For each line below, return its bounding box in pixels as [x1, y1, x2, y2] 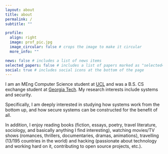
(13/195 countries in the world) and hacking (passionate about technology [5, 138, 157, 144]
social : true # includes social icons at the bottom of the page [5, 67, 144, 73]
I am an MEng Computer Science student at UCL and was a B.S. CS [5, 81, 144, 87]
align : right [9, 35, 37, 40]
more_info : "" [9, 49, 39, 54]
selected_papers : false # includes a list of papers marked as [5, 63, 140, 68]
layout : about [5, 7, 35, 13]
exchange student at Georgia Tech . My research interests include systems [5, 86, 158, 93]
